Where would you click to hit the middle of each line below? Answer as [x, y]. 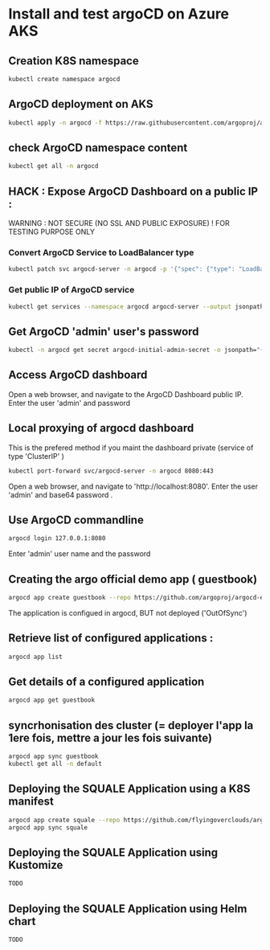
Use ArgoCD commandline [76, 520]
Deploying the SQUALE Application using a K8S [129, 789]
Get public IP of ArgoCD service [72, 290]
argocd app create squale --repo [64, 820]
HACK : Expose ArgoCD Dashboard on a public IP [133, 191]
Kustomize [36, 865]
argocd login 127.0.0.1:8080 [57, 538]
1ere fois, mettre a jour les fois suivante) [110, 737]
